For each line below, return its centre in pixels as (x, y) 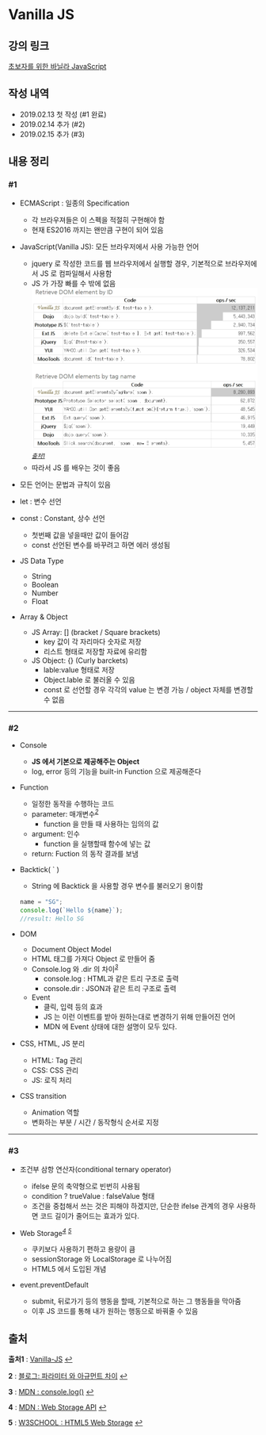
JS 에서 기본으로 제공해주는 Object (85, 762)
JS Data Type (42, 561)
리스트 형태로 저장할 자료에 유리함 (95, 652)
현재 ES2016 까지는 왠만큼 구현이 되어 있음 (97, 230)
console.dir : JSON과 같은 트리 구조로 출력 (110, 989)
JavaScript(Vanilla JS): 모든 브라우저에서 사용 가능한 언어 (109, 247)
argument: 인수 (56, 834)
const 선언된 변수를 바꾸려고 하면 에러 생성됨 (101, 545)
